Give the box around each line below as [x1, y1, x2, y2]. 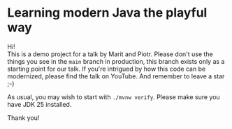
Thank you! [7, 113, 40, 122]
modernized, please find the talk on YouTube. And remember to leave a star [7, 71, 225, 80]
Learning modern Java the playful [7, 5, 208, 21]
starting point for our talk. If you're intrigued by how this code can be [7, 64, 206, 73]
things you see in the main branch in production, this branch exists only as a [7, 57, 225, 65]
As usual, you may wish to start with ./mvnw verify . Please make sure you [7, 92, 220, 101]
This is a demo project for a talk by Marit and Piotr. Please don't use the [7, 50, 213, 58]
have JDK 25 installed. [7, 100, 72, 108]
